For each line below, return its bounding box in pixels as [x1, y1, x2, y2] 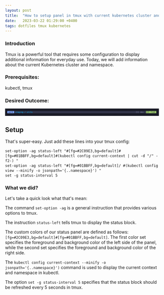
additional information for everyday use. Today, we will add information [5, 56, 148, 62]
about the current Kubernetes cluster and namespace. [5, 62, 114, 68]
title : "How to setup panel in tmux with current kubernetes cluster [5, 13, 152, 18]
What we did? [5, 184, 39, 191]
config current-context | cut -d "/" [77, 154, 154, 159]
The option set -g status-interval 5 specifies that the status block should [5, 279, 157, 285]
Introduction [5, 40, 35, 47]
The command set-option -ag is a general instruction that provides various [5, 205, 157, 211]
